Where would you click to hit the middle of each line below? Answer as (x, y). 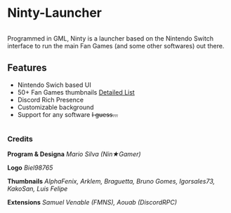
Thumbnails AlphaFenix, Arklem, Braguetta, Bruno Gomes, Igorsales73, (111, 181)
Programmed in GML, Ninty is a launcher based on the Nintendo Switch (111, 38)
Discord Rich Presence (51, 99)
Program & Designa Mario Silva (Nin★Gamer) (74, 154)
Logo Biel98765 (30, 168)
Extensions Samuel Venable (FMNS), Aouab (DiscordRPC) (92, 202)
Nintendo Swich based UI (54, 85)
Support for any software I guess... (68, 114)
